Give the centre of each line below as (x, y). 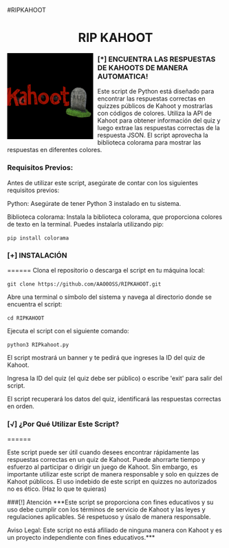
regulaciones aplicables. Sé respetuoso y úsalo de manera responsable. (109, 517)
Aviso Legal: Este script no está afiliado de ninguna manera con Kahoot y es (115, 530)
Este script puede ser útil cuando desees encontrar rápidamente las (103, 452)
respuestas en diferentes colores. (55, 150)
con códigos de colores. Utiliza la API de (154, 114)
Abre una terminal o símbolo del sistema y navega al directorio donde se (109, 297)
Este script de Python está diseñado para (156, 92)
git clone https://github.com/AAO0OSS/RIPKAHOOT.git (84, 284)
